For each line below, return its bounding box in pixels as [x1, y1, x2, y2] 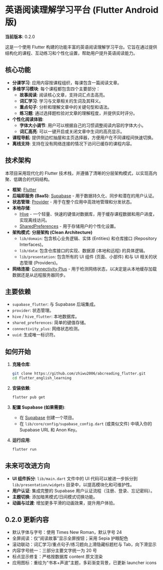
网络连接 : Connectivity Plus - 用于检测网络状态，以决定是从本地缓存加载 [12, 266, 157, 272]
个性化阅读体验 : [12, 116, 44, 122]
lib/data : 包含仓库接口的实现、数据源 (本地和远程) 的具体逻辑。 [19, 247, 148, 254]
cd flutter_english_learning [12, 376, 72, 381]
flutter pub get [12, 394, 45, 400]
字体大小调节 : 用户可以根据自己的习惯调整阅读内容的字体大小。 [19, 122, 146, 128]
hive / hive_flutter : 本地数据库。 [12, 314, 80, 319]
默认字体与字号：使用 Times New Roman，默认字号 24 [12, 530, 122, 535]
